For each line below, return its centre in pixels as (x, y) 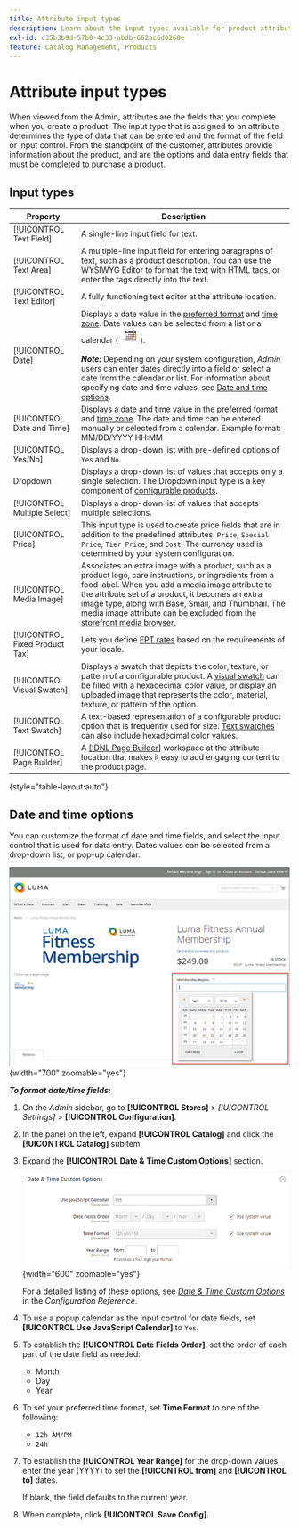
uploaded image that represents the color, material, (175, 694)
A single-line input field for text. (139, 234)
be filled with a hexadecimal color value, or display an (179, 685)
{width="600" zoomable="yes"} (81, 1273)
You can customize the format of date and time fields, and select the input (145, 836)
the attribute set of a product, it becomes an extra (172, 594)
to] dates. (40, 1480)
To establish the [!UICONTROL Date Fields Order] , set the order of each (154, 1345)
